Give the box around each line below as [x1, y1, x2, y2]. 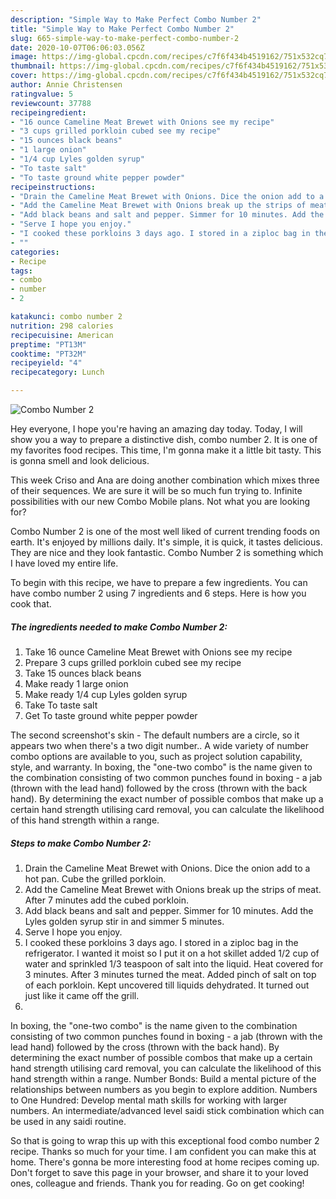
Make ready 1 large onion [24, 677, 129, 690]
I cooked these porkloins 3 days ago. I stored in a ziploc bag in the [24, 936, 299, 948]
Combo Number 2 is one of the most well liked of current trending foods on [10, 526, 320, 537]
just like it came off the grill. [24, 989, 140, 1001]
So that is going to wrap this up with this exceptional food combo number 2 [10, 1134, 320, 1146]
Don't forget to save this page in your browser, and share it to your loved [10, 1166, 309, 1178]
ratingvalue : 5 [10, 89, 74, 99]
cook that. [10, 598, 52, 610]
